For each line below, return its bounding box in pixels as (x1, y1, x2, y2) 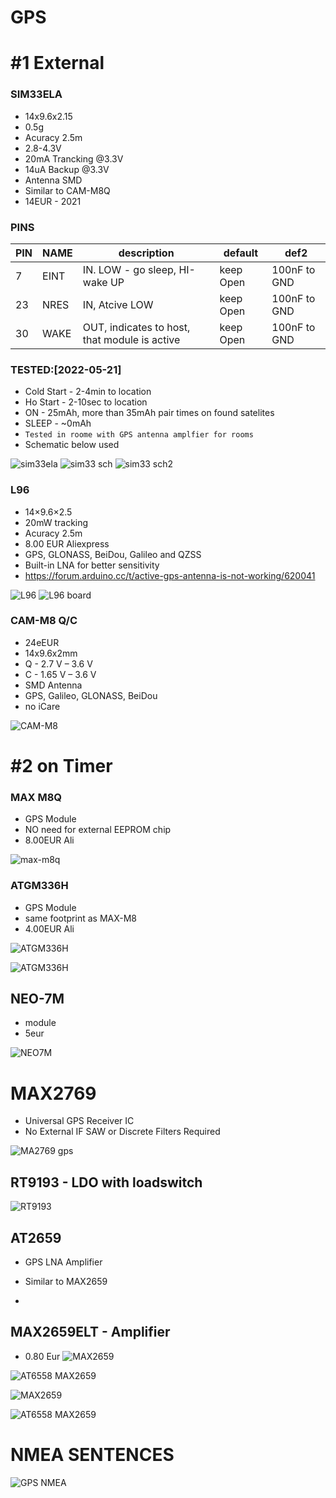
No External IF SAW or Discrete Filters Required (24, 1126, 221, 1138)
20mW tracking (24, 516, 89, 528)
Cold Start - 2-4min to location (24, 386, 152, 398)
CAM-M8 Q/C (10, 614, 78, 628)
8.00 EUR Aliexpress (24, 537, 110, 550)
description (118, 246, 175, 260)
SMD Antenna (24, 679, 83, 691)
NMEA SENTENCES (10, 1444, 175, 1466)
